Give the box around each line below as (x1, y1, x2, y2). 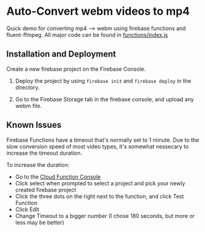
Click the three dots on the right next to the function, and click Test (15, 192, 184, 200)
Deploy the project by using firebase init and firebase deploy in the (15, 77, 192, 84)
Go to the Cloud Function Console (15, 173, 101, 180)
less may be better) (15, 218, 64, 226)
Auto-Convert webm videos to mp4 (6, 4, 190, 18)
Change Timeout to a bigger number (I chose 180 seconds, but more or (15, 212, 195, 219)
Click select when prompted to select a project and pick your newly (15, 179, 185, 187)
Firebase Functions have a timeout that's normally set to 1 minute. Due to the (6, 136, 199, 144)
